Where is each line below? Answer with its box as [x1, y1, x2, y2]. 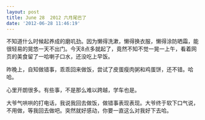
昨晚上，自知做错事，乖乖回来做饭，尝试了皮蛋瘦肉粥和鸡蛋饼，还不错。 [6, 66, 188, 73]
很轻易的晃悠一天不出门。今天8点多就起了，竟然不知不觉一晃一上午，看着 [6, 45, 192, 52]
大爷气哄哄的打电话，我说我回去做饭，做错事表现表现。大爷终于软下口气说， [6, 99, 199, 107]
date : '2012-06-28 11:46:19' [6, 20, 81, 26]
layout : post [6, 9, 40, 15]
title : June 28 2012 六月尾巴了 [6, 15, 87, 21]
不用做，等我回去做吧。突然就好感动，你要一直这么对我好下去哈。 [6, 107, 172, 115]
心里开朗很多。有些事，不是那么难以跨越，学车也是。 [6, 86, 140, 94]
